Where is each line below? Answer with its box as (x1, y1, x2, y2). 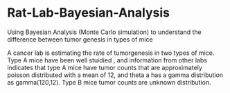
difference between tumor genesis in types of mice (7, 35, 154, 43)
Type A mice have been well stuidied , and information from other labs (7, 56, 208, 64)
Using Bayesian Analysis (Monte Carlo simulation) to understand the (7, 28, 202, 36)
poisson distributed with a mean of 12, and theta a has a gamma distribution (7, 71, 224, 79)
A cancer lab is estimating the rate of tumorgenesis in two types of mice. (7, 49, 215, 57)
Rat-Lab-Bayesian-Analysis (7, 5, 170, 21)
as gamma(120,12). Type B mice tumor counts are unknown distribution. (7, 78, 211, 86)
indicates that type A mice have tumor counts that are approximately (7, 63, 203, 71)
